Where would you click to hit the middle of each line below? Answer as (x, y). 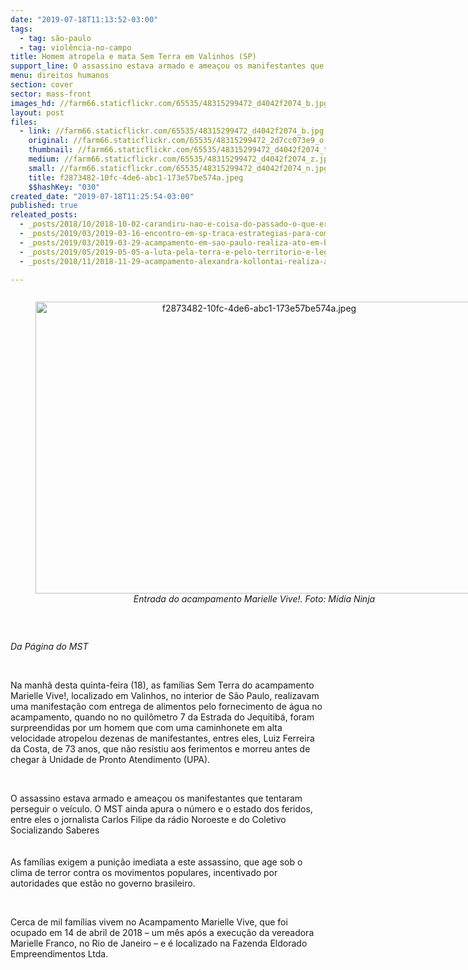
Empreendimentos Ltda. (59, 954)
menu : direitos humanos (60, 76)
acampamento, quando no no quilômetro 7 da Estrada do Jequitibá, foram (162, 717)
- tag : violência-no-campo (75, 47)
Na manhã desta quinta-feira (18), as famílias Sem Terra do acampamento (162, 685)
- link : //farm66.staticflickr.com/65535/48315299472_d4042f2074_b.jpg (172, 131)
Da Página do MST (49, 647)
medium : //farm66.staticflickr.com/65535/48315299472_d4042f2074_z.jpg (180, 159)
